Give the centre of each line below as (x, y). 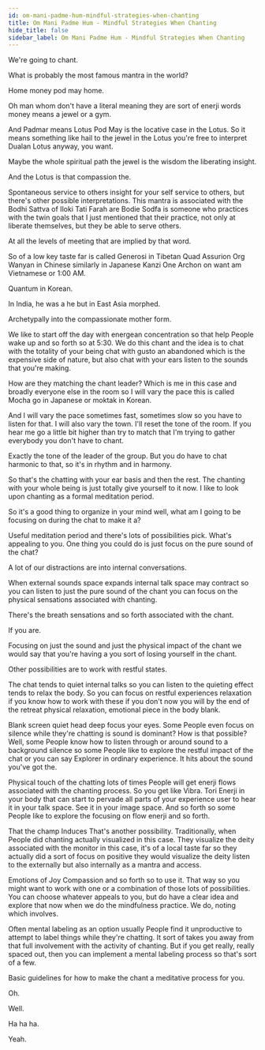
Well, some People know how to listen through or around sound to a (118, 742)
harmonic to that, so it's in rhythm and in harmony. (90, 465)
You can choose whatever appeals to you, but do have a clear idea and (123, 897)
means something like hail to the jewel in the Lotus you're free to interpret (128, 138)
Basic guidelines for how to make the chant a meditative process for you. (127, 978)
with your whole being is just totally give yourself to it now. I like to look (123, 488)
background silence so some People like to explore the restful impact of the (131, 751)
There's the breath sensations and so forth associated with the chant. (121, 615)
